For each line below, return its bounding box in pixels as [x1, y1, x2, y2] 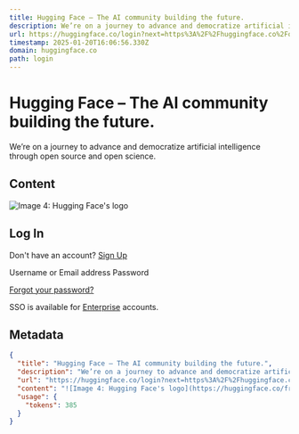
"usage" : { [17, 392, 58, 401]
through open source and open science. [9, 151, 157, 161]
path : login [9, 54, 53, 63]
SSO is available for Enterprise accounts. [9, 301, 159, 312]
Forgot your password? [9, 284, 94, 295]
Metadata [9, 327, 64, 342]
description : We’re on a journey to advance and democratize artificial [9, 21, 285, 30]
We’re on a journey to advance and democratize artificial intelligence [9, 141, 261, 151]
